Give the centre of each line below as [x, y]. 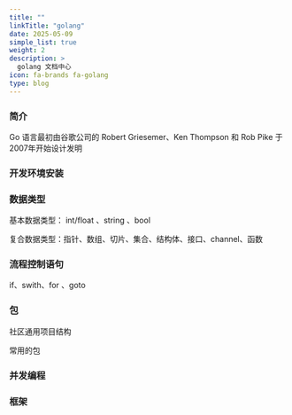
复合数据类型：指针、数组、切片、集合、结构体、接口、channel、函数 [136, 239]
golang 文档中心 [44, 67]
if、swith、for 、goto [47, 286]
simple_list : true [43, 42]
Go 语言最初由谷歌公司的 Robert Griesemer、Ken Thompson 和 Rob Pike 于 [146, 137]
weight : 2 [27, 51]
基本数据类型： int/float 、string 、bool [80, 220]
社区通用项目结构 [40, 331]
